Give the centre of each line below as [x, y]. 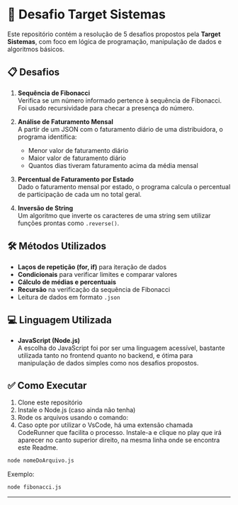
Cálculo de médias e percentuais [67, 282]
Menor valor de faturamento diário [78, 150]
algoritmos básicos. [36, 49]
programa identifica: [47, 137]
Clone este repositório [50, 402]
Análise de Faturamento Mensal [65, 121]
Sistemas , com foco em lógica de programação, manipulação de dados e [114, 41]
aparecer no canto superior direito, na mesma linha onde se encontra [119, 440]
